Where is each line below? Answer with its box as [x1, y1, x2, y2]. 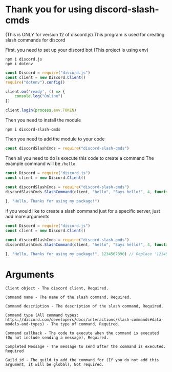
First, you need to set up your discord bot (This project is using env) [5, 47, 149, 53]
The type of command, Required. [51, 321, 120, 326]
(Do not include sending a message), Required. [5, 335, 109, 340]
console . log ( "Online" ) [14, 94, 63, 99]
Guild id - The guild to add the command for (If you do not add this [5, 357, 159, 362]
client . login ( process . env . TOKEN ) [5, 108, 77, 113]
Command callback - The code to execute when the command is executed [5, 330, 159, 336]
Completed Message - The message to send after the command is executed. [5, 344, 166, 349]
